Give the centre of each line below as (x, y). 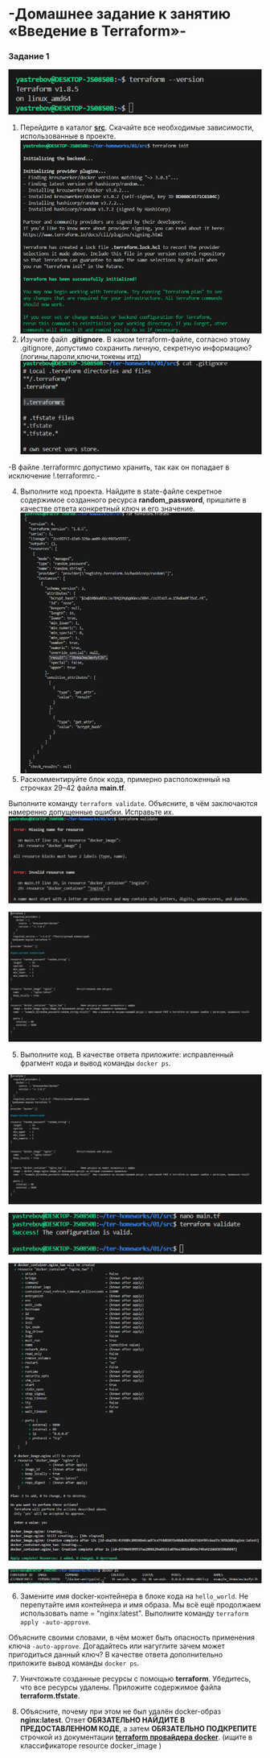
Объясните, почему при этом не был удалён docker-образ (120, 1711)
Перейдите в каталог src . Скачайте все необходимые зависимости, (137, 128)
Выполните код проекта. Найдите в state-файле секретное (121, 491)
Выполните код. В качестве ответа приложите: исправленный (127, 1055)
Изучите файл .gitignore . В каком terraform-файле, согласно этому (135, 339)
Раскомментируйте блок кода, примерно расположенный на (125, 780)
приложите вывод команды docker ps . (74, 1663)
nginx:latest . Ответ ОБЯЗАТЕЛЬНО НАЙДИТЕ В (102, 1719)
